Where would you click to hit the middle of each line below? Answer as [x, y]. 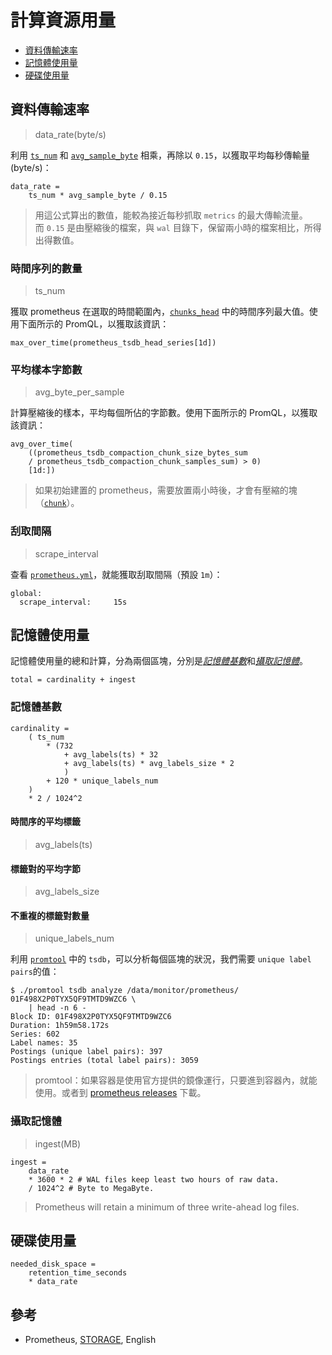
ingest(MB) [58, 1143]
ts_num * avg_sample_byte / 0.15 [98, 195]
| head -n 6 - [57, 1008]
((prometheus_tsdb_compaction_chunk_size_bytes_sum [138, 453]
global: [26, 593]
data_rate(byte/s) [70, 134]
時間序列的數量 [46, 268]
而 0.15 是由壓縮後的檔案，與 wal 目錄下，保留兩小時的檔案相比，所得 [178, 227]
